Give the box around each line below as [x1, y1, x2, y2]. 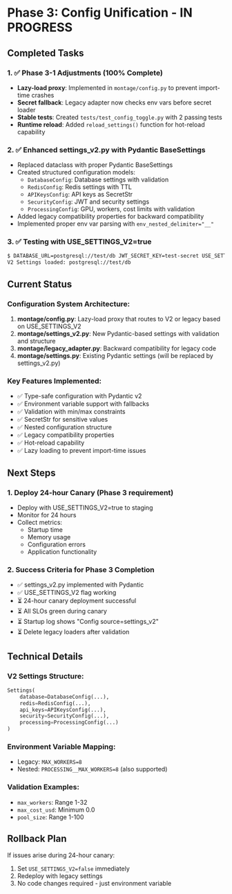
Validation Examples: [7, 783, 79, 792]
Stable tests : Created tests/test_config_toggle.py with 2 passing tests [17, 113, 222, 121]
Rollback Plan [7, 832, 67, 844]
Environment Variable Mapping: [7, 742, 116, 751]
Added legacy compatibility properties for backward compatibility [17, 213, 204, 221]
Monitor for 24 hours [17, 510, 77, 519]
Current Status [7, 278, 72, 290]
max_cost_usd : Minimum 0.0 [17, 805, 95, 814]
